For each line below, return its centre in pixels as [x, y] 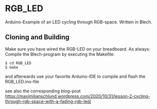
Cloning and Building [37, 37]
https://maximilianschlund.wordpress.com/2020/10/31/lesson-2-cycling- [78, 96]
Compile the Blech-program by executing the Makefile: [60, 54]
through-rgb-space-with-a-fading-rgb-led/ [48, 101]
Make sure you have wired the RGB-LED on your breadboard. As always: [78, 49]
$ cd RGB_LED [18, 63]
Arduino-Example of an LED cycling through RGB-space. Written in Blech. [78, 22]
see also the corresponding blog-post [43, 91]
